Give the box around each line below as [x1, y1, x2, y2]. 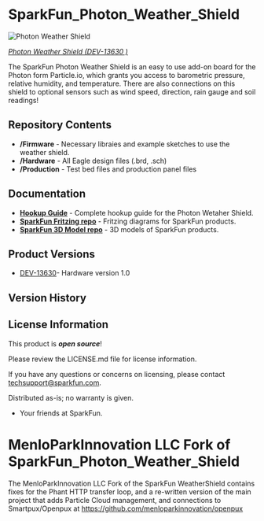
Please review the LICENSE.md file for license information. [8, 354, 197, 364]
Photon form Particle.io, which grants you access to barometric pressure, [8, 70, 245, 79]
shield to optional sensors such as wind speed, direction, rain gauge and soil [8, 87, 256, 96]
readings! [8, 95, 39, 105]
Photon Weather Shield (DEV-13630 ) [8, 46, 128, 56]
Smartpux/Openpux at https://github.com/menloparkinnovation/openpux [8, 504, 244, 513]
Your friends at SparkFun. [19, 408, 103, 418]
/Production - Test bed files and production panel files [19, 164, 197, 174]
